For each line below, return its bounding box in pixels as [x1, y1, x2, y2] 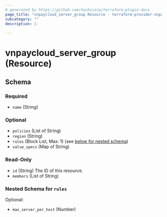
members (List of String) [12, 173, 59, 179]
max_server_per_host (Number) [12, 206, 76, 212]
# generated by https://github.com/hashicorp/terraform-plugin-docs [5, 7, 150, 12]
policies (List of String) [12, 128, 61, 134]
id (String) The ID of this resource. [12, 168, 83, 174]
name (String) [12, 104, 38, 110]
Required [5, 93, 28, 100]
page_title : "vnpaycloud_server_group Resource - [5, 12, 110, 17]
